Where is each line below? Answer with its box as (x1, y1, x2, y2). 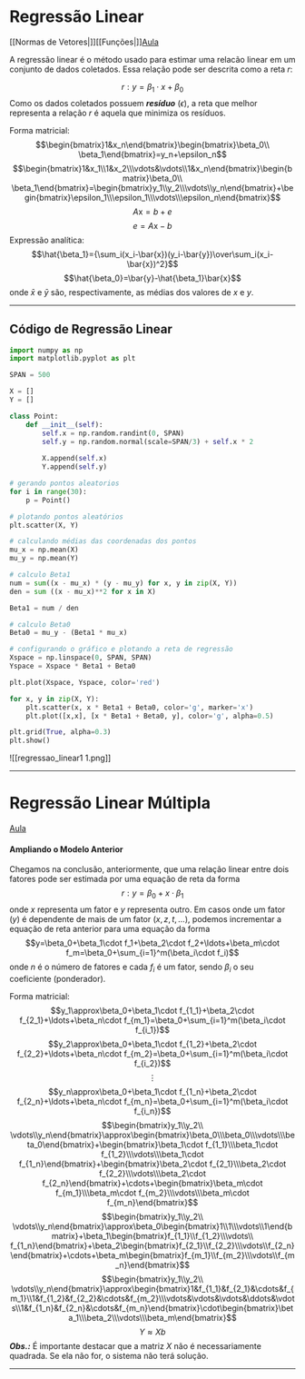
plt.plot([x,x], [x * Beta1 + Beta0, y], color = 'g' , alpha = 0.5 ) (25, 711, 274, 720)
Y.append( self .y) (42, 462, 107, 471)
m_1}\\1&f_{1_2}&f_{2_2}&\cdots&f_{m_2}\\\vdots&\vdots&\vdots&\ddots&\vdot (10, 1293, 295, 1304)
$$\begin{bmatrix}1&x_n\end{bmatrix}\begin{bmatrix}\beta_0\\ (35, 139, 270, 150)
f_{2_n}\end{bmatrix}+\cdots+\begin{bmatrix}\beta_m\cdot (42, 1177, 263, 1188)
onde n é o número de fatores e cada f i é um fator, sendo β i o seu (9, 961, 254, 974)
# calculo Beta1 (9, 570, 71, 580)
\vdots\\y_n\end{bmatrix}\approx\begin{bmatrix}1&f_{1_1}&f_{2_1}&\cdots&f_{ (10, 1283, 295, 1294)
